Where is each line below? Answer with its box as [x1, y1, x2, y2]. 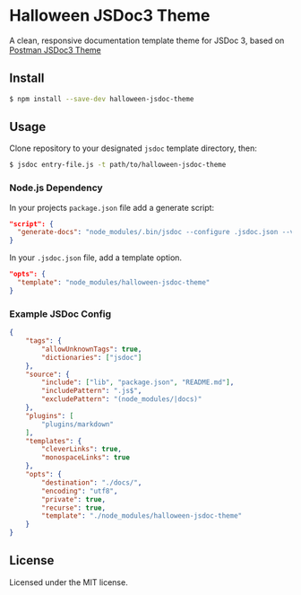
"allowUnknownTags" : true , [41, 345, 142, 354]
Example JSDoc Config [9, 307, 112, 319]
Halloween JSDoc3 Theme [9, 5, 211, 26]
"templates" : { [25, 436, 82, 445]
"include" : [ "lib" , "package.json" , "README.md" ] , [41, 378, 235, 387]
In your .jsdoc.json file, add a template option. [9, 252, 182, 263]
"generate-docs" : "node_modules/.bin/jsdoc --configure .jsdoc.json [17, 228, 279, 237]
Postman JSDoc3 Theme [9, 44, 101, 55]
